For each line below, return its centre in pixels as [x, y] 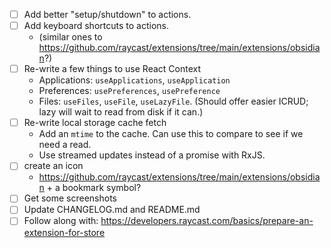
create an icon [53, 166]
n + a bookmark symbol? [90, 188]
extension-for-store [64, 232]
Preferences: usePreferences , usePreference [129, 91]
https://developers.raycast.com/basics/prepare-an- [207, 221]
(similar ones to [70, 37]
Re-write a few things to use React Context [112, 69]
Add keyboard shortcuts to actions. [96, 26]
